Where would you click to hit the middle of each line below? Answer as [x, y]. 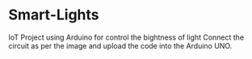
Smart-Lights [54, 15]
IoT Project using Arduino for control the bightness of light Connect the [126, 37]
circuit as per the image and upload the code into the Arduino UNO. [120, 45]
